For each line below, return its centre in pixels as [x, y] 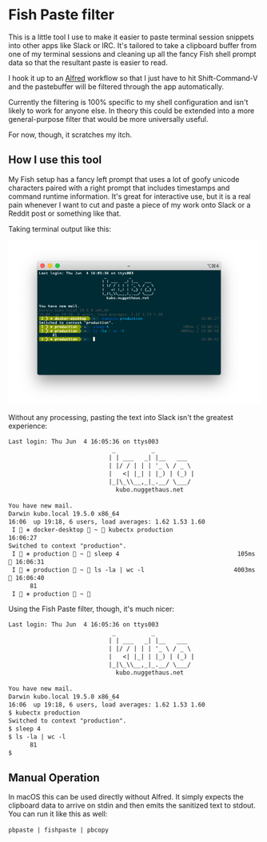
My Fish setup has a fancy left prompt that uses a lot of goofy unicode [124, 179]
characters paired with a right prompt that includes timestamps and [119, 188]
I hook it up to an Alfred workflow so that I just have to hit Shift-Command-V [133, 78]
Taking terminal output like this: [60, 229]
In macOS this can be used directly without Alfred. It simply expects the [126, 797]
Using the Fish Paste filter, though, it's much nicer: [91, 609]
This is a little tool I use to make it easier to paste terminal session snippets [131, 37]
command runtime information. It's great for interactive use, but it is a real [130, 196]
